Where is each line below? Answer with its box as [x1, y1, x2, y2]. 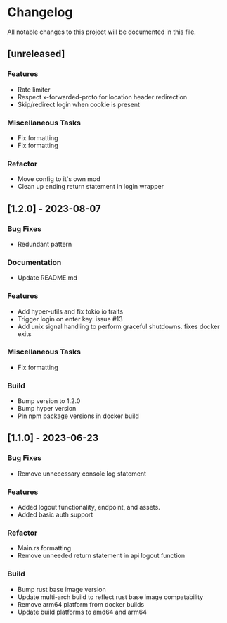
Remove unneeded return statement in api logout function [17, 551, 185, 560]
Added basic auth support [17, 510, 93, 519]
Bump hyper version [17, 405, 77, 413]
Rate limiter [17, 85, 51, 94]
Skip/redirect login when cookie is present [17, 100, 141, 109]
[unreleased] [7, 48, 65, 60]
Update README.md [17, 273, 77, 282]
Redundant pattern [17, 240, 72, 248]
